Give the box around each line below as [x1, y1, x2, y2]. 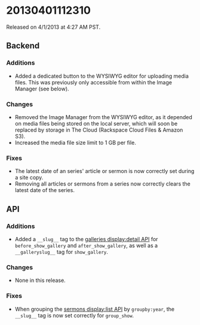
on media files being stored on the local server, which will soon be [14, 120, 178, 127]
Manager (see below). [14, 85, 70, 92]
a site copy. [14, 174, 44, 181]
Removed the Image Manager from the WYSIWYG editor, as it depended [14, 113, 193, 120]
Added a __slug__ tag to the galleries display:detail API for [14, 235, 158, 242]
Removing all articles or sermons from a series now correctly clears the [14, 180, 191, 187]
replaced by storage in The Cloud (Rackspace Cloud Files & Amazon [14, 126, 183, 133]
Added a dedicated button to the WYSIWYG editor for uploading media [14, 72, 189, 80]
